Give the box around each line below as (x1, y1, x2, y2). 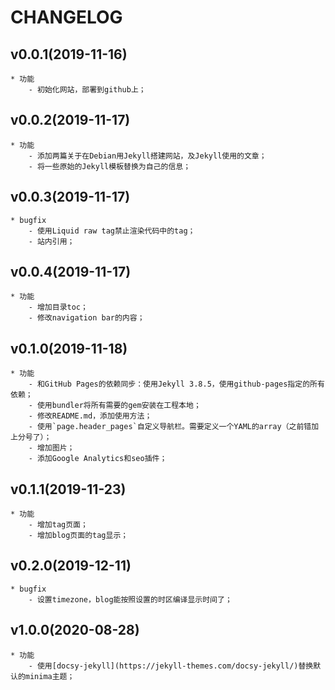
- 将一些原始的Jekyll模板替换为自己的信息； (28, 161, 192, 171)
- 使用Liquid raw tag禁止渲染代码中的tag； (28, 226, 196, 236)
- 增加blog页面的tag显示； (28, 531, 129, 541)
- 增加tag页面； (28, 520, 88, 530)
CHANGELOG (10, 6, 123, 29)
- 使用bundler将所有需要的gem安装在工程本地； (28, 401, 202, 411)
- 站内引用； (28, 236, 75, 246)
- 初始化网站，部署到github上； (28, 85, 147, 95)
